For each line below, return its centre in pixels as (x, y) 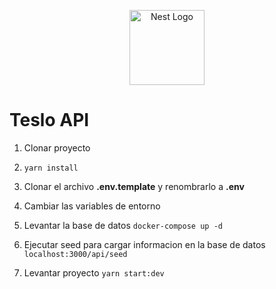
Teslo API (49, 120)
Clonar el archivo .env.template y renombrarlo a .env (134, 186)
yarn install (51, 168)
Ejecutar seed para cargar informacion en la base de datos (144, 244)
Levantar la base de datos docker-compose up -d (123, 225)
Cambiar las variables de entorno (92, 206)
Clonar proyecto (57, 147)
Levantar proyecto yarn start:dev (94, 272)
